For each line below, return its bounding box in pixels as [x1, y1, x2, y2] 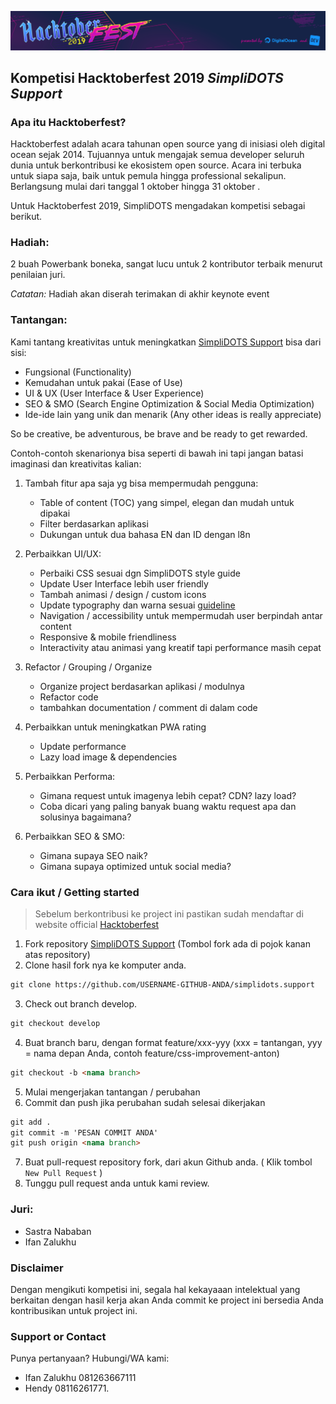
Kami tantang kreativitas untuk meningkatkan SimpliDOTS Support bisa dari [10, 336, 322, 348]
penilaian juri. [10, 269, 66, 281]
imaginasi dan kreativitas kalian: [10, 457, 142, 470]
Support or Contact [10, 1329, 107, 1343]
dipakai [39, 507, 71, 519]
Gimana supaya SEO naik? [39, 849, 148, 861]
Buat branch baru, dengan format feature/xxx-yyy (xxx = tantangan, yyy [24, 1036, 323, 1048]
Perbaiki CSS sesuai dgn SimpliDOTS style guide [39, 567, 241, 579]
